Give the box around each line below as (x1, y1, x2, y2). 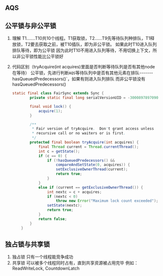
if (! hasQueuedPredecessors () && (47, 158, 115, 163)
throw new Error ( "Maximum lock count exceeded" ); (55, 198, 159, 203)
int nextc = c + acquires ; (47, 189, 102, 195)
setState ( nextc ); (47, 203, 82, 208)
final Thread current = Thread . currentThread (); (38, 144, 139, 149)
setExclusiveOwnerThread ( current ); (55, 167, 128, 172)
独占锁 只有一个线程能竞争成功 (12, 254, 73, 260)
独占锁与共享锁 (5, 240, 50, 248)
